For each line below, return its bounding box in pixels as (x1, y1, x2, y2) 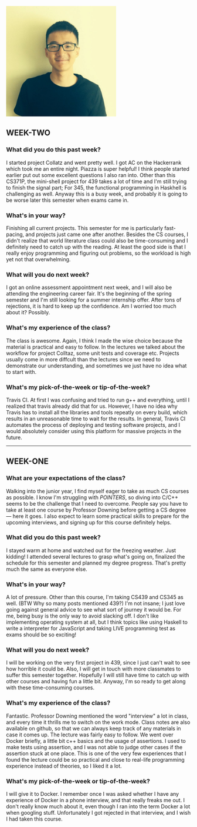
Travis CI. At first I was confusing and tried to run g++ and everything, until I (6, 396, 190, 403)
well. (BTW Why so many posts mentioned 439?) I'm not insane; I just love (6, 600, 185, 607)
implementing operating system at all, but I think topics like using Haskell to (6, 619, 188, 626)
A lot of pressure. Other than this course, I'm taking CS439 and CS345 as (6, 594, 184, 601)
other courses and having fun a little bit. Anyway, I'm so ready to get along (6, 678, 186, 685)
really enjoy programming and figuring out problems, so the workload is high (6, 250, 191, 257)
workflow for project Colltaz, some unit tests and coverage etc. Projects (6, 350, 180, 357)
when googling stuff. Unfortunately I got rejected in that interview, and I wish (6, 809, 191, 816)
